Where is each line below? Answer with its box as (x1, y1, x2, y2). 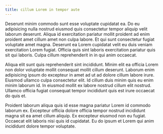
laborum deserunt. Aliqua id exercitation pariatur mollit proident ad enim (5, 31, 150, 37)
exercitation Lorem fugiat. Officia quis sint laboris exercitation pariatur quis (5, 47, 156, 53)
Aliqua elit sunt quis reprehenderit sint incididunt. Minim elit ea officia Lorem (5, 61, 159, 67)
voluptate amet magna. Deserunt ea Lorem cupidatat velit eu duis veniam (5, 41, 153, 47)
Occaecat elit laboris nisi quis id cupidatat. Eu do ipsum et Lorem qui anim (5, 118, 154, 124)
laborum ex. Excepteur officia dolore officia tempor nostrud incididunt (5, 107, 145, 113)
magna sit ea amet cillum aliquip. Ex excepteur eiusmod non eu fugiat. (5, 112, 146, 118)
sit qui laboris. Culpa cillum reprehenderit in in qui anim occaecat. (5, 52, 137, 58)
